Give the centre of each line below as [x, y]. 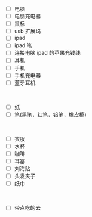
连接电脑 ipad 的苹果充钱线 [47, 53]
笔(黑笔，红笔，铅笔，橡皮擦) [50, 114]
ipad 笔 [23, 45]
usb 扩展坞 [27, 31]
